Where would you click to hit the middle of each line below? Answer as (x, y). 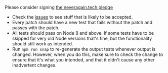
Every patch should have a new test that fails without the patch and (82, 22)
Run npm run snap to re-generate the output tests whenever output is (84, 49)
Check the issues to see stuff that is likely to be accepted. (72, 17)
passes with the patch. (36, 28)
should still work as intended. (43, 44)
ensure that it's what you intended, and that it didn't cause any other (83, 60)
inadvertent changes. (34, 65)
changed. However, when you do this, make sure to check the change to (88, 54)
